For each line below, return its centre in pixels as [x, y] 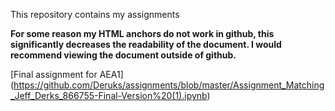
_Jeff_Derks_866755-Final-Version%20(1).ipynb [109, 95]
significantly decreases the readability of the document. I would [146, 44]
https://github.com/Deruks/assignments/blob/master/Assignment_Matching [169, 85]
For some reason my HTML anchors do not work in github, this [142, 33]
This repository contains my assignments [95, 14]
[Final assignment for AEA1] [67, 74]
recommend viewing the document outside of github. [123, 55]
